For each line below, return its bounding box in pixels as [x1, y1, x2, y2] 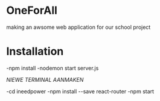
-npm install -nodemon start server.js [6, 64, 99, 72]
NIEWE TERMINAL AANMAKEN [6, 76, 84, 83]
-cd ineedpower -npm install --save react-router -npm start [6, 88, 155, 95]
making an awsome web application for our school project [6, 23, 151, 31]
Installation [6, 44, 64, 58]
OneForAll [6, 4, 57, 17]
